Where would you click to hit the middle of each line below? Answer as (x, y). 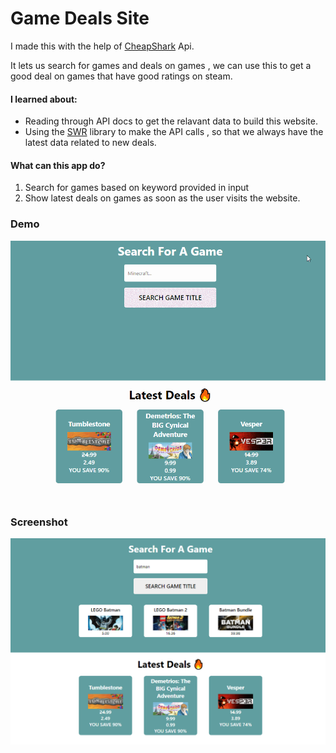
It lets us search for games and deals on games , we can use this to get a (161, 65)
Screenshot (39, 522)
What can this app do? (58, 165)
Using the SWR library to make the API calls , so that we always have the (174, 132)
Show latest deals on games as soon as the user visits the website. (162, 198)
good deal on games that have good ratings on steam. (121, 76)
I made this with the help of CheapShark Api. (102, 46)
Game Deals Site (80, 18)
